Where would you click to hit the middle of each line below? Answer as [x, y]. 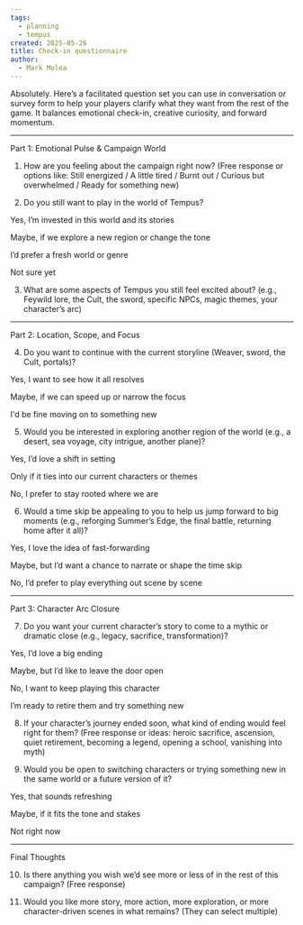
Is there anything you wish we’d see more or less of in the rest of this [151, 875]
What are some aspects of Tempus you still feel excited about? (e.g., [150, 289]
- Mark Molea [43, 69]
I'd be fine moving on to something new [84, 414]
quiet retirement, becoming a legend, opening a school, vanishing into [152, 742]
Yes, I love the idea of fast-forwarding [80, 547]
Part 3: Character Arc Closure [65, 609]
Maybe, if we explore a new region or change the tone [110, 237]
